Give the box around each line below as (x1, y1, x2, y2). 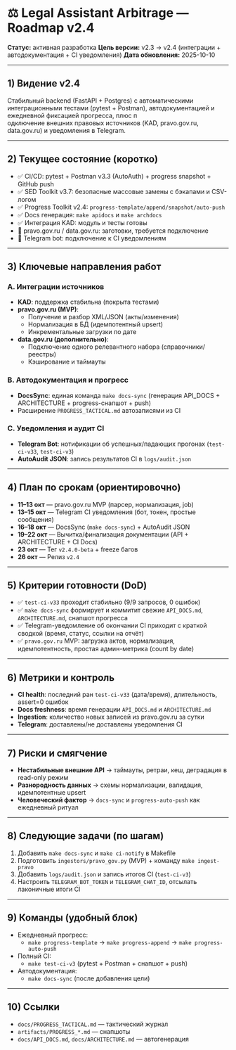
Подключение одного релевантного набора (27, 342, 160, 351)
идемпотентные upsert (17, 788, 86, 797)
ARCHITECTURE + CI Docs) (17, 537, 98, 546)
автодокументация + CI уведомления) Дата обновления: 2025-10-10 (7, 51, 216, 59)
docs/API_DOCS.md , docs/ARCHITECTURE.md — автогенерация (17, 1035, 190, 1043)
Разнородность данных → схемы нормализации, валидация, (17, 781, 203, 789)
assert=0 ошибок (17, 698, 69, 706)
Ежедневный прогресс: (17, 930, 88, 939)
